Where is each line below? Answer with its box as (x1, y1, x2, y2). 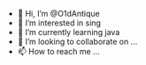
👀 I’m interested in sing (17, 18, 102, 28)
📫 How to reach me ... (17, 47, 100, 56)
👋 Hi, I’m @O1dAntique (17, 9, 100, 18)
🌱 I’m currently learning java (17, 27, 120, 37)
